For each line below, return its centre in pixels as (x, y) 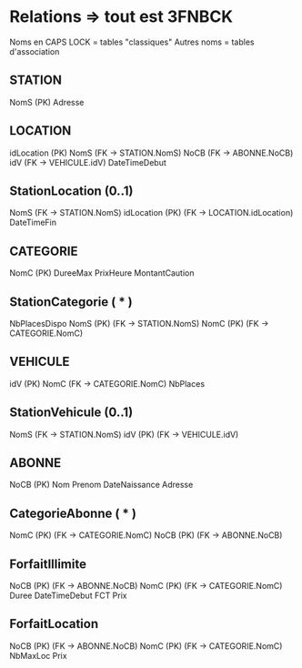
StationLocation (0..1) (71, 191)
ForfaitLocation (54, 624)
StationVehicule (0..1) (71, 413)
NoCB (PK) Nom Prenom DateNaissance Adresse (101, 485)
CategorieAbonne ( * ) (73, 513)
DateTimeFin (33, 223)
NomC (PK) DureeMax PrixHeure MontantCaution (102, 273)
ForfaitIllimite (48, 564)
